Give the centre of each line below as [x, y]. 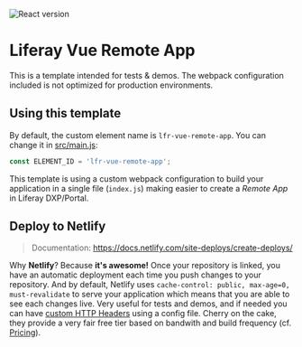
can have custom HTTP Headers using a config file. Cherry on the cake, [143, 314]
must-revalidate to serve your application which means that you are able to [150, 295]
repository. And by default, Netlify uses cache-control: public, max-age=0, [150, 285]
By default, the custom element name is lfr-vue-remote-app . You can [137, 135]
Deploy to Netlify [58, 226]
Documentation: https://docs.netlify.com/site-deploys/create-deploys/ [162, 248]
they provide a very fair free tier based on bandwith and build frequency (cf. [150, 323]
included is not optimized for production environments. [111, 85]
